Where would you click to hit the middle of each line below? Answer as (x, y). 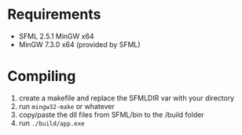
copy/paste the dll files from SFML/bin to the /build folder (112, 115)
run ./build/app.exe (51, 122)
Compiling (42, 77)
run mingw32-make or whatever (66, 106)
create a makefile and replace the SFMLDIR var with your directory (126, 98)
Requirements (54, 15)
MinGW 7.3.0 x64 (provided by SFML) (79, 44)
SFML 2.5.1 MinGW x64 (57, 36)
